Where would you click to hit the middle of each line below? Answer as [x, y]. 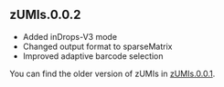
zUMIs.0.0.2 [45, 15]
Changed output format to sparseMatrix [97, 46]
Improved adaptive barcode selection [93, 56]
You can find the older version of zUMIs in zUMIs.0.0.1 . [112, 73]
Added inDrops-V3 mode [69, 36]
